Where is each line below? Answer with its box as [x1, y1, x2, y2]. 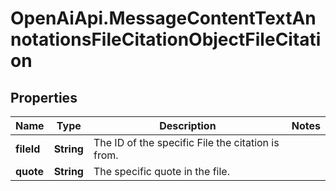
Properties [10, 89, 78, 106]
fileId [15, 142, 41, 156]
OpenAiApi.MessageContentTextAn [10, 7, 317, 30]
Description [159, 119, 217, 132]
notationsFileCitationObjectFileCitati [10, 28, 322, 51]
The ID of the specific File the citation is [93, 136, 280, 149]
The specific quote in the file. [93, 165, 230, 178]
